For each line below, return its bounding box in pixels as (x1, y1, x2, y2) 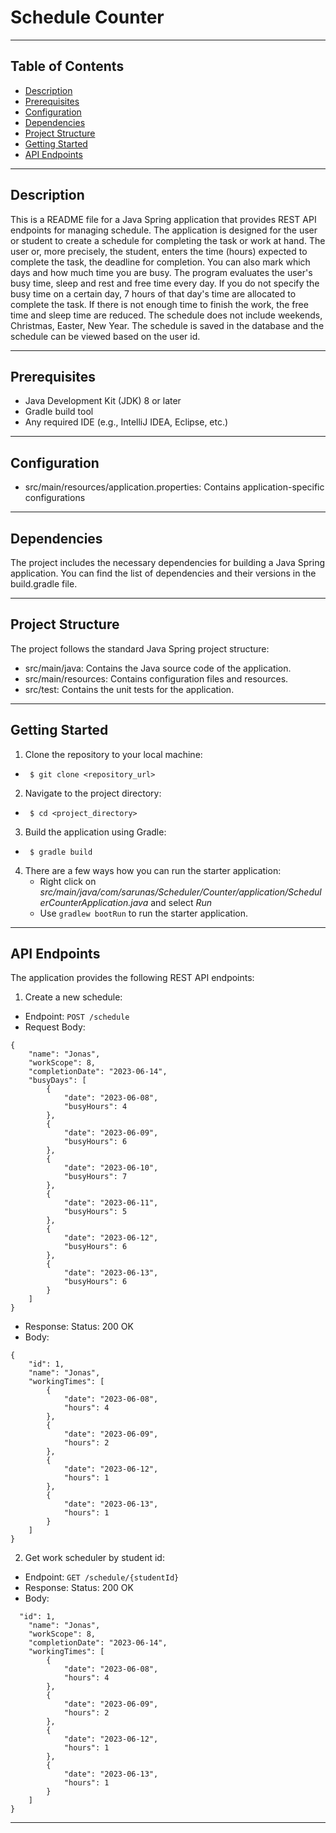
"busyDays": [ (28, 1076, 87, 1086)
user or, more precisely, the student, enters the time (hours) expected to (10, 245, 308, 257)
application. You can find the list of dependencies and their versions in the (10, 567, 317, 579)
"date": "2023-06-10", (63, 1163, 159, 1173)
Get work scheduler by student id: (24, 1552, 165, 1564)
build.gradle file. (10, 578, 78, 590)
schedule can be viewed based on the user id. (10, 330, 201, 342)
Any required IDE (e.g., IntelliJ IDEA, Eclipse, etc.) (24, 416, 229, 428)
